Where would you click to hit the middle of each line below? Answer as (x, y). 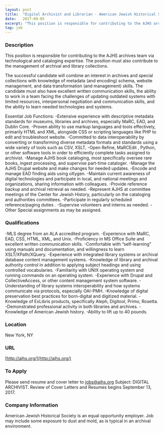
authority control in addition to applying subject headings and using (73, 265)
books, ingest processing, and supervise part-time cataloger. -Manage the (80, 163)
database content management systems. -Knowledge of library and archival (82, 259)
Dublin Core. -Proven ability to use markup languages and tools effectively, (81, 127)
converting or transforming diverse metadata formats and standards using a (81, 142)
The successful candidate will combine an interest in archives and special (79, 76)
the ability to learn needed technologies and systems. (59, 107)
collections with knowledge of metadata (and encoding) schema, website (79, 81)
